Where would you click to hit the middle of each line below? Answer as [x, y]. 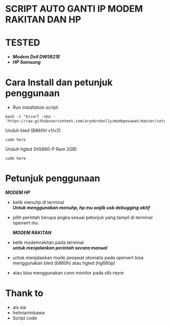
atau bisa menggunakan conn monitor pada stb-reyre [68, 273]
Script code [25, 318]
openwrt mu [25, 223]
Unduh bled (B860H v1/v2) [33, 131]
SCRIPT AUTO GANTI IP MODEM [74, 9]
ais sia [19, 307]
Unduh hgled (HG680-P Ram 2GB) [41, 149]
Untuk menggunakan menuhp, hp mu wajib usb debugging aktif [81, 208]
